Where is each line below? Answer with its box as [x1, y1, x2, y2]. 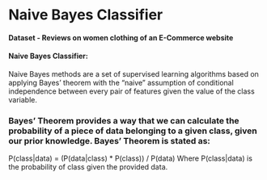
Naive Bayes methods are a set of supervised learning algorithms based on [8, 69, 259, 78]
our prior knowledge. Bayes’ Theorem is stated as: [8, 135, 210, 146]
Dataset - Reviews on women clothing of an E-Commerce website [8, 32, 234, 42]
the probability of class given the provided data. [8, 162, 168, 172]
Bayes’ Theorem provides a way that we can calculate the [8, 115, 240, 126]
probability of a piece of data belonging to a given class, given [8, 125, 257, 136]
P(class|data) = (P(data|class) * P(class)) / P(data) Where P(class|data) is [8, 153, 253, 163]
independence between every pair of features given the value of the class [8, 86, 255, 96]
